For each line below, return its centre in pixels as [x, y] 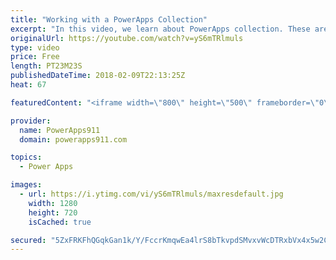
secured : [28, 240]
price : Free [35, 57]
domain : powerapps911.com [73, 139]
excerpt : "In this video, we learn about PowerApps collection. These [160, 29]
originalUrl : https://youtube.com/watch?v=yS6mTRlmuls [127, 38]
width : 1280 [53, 203]
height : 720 [53, 212]
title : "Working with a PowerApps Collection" [109, 19]
